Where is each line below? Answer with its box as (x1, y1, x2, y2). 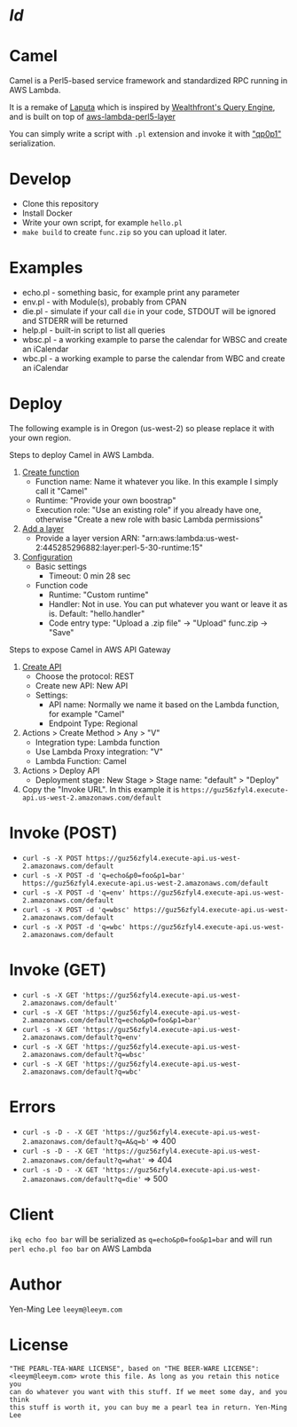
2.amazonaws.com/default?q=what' (21, 1155, 146, 1165)
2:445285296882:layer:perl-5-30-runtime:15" (35, 542, 204, 553)
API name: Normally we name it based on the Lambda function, (48, 698, 279, 710)
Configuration (21, 551, 73, 562)
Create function (21, 467, 80, 477)
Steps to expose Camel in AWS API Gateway (9, 644, 171, 655)
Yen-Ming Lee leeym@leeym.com (9, 1304, 122, 1314)
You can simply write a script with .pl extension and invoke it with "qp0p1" (9, 129, 282, 139)
